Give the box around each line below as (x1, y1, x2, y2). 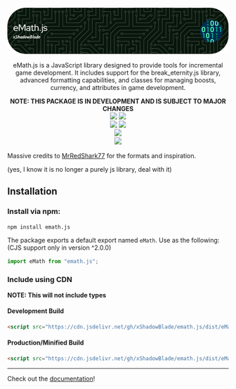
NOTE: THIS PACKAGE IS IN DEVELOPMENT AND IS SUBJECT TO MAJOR (10, 96, 226, 106)
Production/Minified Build (7, 338, 84, 347)
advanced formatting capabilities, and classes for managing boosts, (20, 75, 216, 84)
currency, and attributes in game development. (50, 83, 186, 91)
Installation (7, 186, 58, 198)
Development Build (7, 307, 65, 315)
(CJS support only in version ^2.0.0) (7, 243, 112, 252)
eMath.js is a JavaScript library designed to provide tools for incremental (13, 60, 223, 69)
